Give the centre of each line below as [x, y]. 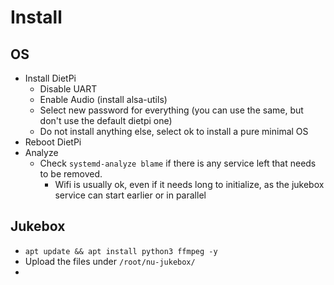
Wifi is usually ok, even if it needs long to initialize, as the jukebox [189, 184]
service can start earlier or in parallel [130, 195]
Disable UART [68, 89]
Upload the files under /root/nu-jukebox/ [110, 261]
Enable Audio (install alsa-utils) [103, 99]
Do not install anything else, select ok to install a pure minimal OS [174, 131]
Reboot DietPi [53, 142]
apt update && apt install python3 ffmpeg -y [121, 251]
